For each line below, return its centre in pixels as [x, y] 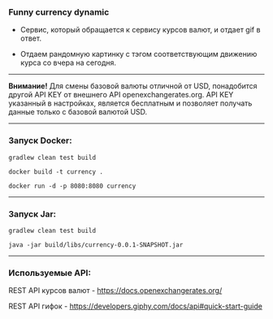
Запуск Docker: [40, 140]
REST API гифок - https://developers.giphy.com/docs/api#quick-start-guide [135, 306]
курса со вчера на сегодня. [68, 63]
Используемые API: [50, 273]
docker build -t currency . [56, 172]
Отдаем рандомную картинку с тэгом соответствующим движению [139, 54]
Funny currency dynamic [59, 12]
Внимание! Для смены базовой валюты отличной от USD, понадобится [133, 86]
